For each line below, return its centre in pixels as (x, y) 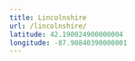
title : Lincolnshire (48, 17)
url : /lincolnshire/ (48, 26)
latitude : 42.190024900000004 (67, 34)
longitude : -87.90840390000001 (68, 43)
